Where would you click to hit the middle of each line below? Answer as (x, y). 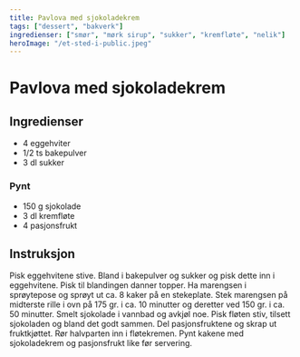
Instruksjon (42, 254)
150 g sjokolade (52, 206)
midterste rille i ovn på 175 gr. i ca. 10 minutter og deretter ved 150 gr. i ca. (147, 304)
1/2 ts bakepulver (55, 153)
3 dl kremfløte (48, 215)
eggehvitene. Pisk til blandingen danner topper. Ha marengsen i (128, 285)
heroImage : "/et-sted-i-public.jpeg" (81, 43)
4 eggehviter (46, 144)
